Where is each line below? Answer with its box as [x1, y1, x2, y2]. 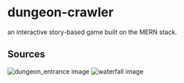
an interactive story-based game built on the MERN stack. [7, 28, 178, 36]
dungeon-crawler [7, 4, 114, 21]
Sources [7, 48, 46, 60]
